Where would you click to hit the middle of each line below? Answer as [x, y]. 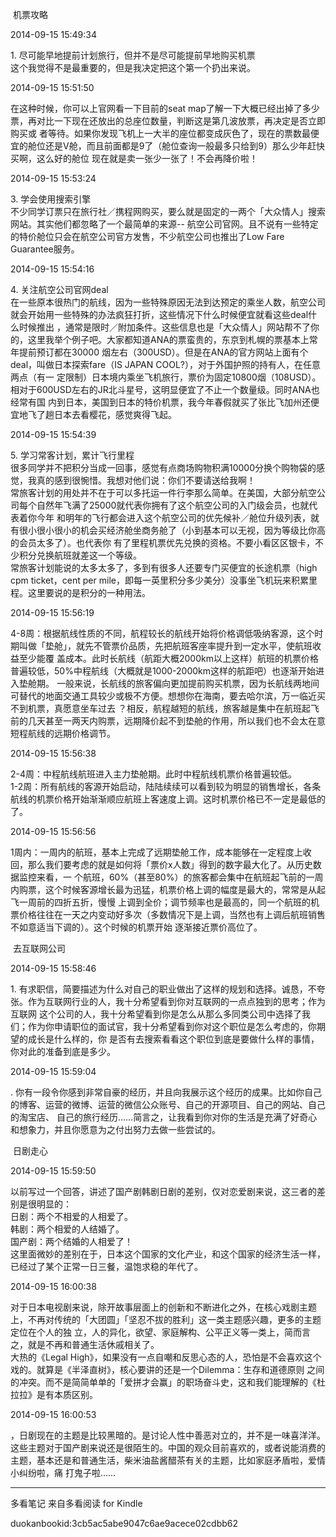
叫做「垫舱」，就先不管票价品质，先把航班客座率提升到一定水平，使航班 [165, 646]
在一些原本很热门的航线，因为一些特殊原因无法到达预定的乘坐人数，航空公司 [168, 302]
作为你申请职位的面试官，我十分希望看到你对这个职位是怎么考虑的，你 [172, 1026]
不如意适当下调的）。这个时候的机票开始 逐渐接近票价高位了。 [136, 927]
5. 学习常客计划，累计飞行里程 [72, 455]
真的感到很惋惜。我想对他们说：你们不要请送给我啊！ [146, 480]
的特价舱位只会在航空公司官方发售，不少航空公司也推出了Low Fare [147, 236]
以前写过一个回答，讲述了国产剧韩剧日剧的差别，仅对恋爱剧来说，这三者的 [163, 1191]
